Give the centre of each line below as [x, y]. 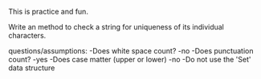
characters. [27, 36]
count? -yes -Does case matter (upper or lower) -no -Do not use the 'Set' [130, 59]
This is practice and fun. [48, 12]
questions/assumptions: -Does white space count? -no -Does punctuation [131, 51]
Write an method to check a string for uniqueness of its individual [116, 27]
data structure [32, 68]
